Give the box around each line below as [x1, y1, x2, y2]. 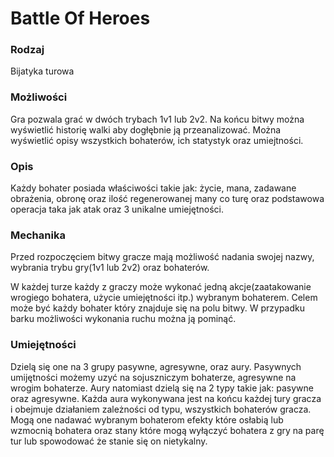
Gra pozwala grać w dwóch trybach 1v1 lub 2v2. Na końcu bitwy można [10, 113, 305, 125]
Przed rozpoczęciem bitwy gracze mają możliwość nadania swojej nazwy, [10, 251, 315, 263]
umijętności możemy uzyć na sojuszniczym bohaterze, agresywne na [10, 371, 297, 383]
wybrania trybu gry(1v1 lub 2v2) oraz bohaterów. [10, 262, 210, 274]
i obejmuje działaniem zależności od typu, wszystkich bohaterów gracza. [10, 403, 312, 415]
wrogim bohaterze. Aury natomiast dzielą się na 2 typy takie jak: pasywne [10, 382, 314, 394]
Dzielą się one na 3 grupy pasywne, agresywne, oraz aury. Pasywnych [10, 360, 302, 372]
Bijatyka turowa [10, 65, 75, 77]
